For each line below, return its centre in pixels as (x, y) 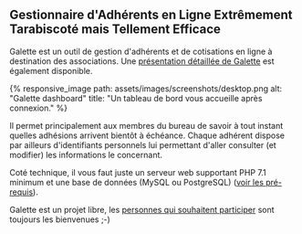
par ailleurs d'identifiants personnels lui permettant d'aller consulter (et (143, 144)
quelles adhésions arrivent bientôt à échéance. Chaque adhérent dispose (147, 135)
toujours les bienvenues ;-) (60, 219)
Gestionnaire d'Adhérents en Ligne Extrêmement (151, 15)
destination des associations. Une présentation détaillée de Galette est (142, 61)
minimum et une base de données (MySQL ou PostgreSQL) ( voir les (137, 182)
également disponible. (51, 70)
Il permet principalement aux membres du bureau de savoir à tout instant (146, 125)
